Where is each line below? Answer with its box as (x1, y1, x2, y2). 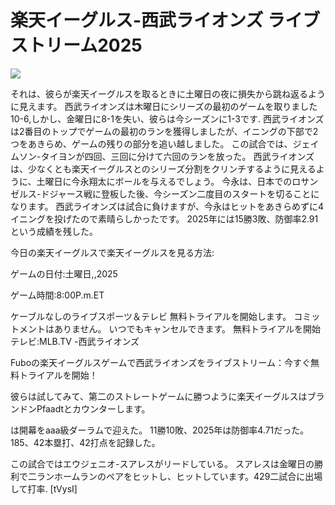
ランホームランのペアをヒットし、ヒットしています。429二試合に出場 (36, 470, 323, 482)
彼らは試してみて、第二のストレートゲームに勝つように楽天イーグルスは (10, 390, 308, 402)
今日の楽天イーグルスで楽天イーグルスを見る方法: (10, 246, 215, 258)
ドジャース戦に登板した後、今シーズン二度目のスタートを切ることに (40, 187, 320, 200)
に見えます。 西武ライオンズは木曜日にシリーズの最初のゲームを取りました (10, 100, 318, 112)
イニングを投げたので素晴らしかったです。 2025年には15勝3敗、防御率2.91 (10, 212, 319, 225)
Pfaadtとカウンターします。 (36, 402, 151, 415)
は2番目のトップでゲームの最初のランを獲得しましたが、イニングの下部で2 (10, 125, 319, 137)
